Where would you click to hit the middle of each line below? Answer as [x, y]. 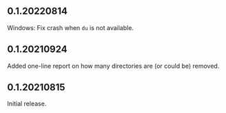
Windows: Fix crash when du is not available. [71, 27]
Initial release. [27, 104]
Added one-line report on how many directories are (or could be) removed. [113, 66]
